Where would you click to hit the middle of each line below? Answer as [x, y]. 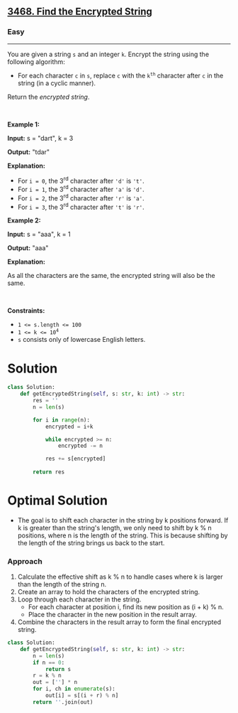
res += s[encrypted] [75, 459]
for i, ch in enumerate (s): [74, 689]
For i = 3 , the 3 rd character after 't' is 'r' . [81, 206]
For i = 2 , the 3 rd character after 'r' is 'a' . [81, 197]
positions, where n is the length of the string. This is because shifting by [123, 535]
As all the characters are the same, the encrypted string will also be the [111, 276]
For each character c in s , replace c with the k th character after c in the [120, 75]
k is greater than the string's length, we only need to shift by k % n [115, 527]
